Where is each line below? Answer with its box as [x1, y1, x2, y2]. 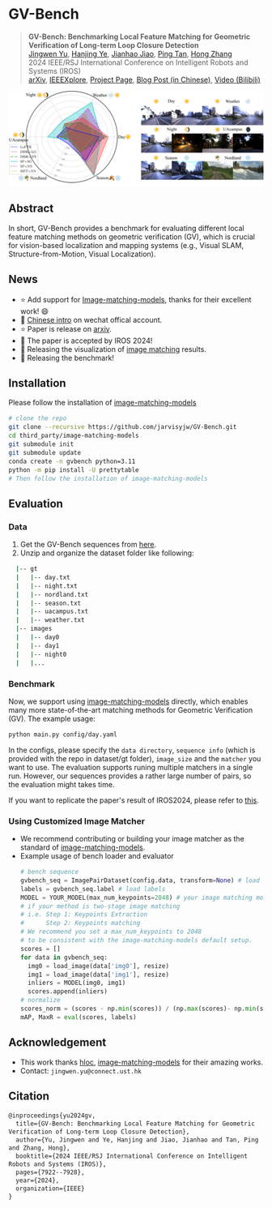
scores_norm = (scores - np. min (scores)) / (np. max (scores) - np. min [19, 1005, 257, 1013]
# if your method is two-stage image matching [19, 902, 181, 910]
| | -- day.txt [15, 573, 70, 581]
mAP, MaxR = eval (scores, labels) [19, 1013, 137, 1022]
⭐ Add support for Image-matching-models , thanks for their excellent [19, 294, 252, 304]
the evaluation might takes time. [8, 779, 115, 789]
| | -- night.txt [15, 581, 79, 590]
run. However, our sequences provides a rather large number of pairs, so [8, 771, 252, 781]
